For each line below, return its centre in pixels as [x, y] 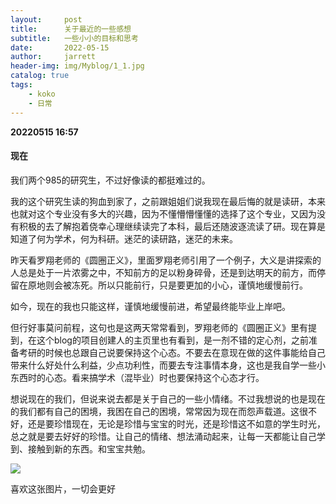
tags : [21, 85]
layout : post [46, 19]
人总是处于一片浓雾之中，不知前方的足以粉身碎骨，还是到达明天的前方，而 [163, 272]
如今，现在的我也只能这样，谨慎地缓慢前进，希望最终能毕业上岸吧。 [150, 306]
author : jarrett [53, 57]
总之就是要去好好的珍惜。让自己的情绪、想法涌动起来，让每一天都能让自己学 [168, 436]
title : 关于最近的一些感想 [71, 29]
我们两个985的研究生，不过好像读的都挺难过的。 [110, 180]
